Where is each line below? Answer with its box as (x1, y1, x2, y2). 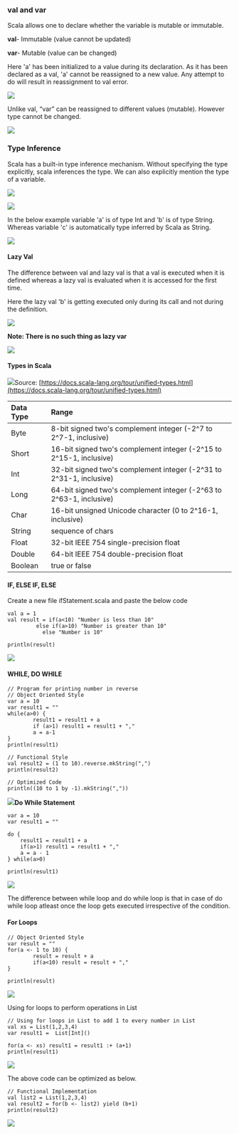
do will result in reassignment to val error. (7, 78, 129, 86)
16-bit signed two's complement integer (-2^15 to (51, 444, 222, 453)
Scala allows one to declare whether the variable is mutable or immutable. (7, 21, 224, 30)
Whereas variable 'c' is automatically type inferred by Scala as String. (7, 223, 211, 231)
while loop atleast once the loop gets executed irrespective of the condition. (7, 902, 230, 910)
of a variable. (7, 174, 46, 183)
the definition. (7, 305, 48, 313)
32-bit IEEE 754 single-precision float (51, 537, 180, 547)
